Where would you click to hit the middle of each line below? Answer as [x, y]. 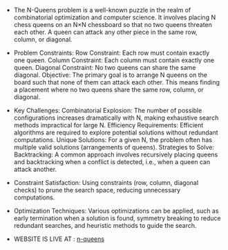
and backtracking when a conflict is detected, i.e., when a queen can [112, 162]
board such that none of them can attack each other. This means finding [116, 82]
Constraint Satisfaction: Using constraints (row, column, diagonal [106, 182]
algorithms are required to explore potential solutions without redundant [116, 132]
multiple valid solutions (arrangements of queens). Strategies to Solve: [114, 147]
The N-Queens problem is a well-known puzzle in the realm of [102, 10]
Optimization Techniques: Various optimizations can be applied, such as [116, 211]
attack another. [35, 169]
